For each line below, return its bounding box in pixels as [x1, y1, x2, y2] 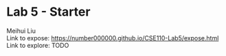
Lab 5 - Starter [6, 4, 91, 20]
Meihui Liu [6, 27, 36, 35]
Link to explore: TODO [6, 41, 69, 49]
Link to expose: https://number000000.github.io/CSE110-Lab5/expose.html [6, 33, 219, 42]
